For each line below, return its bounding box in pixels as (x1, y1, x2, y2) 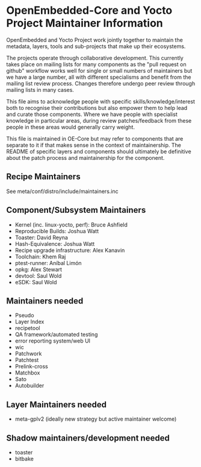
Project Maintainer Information (6, 16, 164, 30)
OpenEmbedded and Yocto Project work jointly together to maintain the (6, 36, 184, 43)
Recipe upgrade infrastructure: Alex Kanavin (14, 246, 125, 254)
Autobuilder (14, 382, 45, 389)
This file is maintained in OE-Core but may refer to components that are (6, 135, 184, 142)
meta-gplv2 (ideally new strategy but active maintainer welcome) (14, 415, 177, 423)
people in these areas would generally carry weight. (6, 123, 135, 130)
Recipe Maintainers (6, 172, 81, 182)
